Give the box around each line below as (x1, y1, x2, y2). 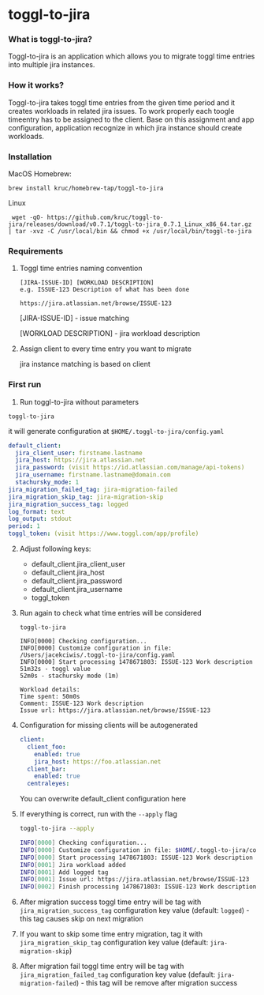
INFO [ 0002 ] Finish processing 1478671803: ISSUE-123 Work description (19, 883, 257, 891)
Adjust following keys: (19, 544, 91, 554)
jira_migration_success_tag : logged (8, 500, 128, 508)
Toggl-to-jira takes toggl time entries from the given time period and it (8, 97, 235, 107)
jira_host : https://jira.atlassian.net (15, 456, 147, 464)
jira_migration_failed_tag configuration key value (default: (19, 970, 216, 979)
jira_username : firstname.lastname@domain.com (15, 471, 171, 479)
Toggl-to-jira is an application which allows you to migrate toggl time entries (8, 51, 255, 61)
